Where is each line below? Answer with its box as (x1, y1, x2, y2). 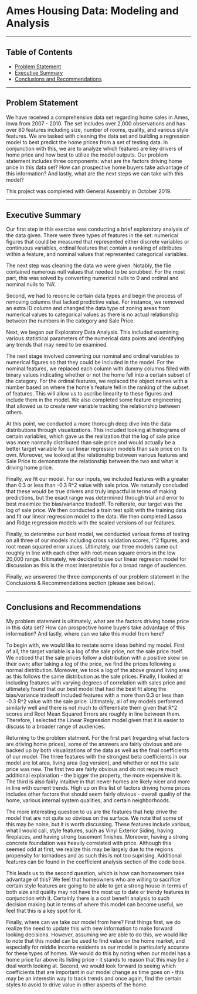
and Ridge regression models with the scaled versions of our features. (6, 519, 176, 526)
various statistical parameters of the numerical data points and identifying (6, 335, 185, 342)
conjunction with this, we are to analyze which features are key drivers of (6, 145, 183, 152)
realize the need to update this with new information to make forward (6, 925, 173, 932)
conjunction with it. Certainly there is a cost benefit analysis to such (6, 895, 170, 902)
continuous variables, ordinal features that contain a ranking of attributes (6, 244, 182, 251)
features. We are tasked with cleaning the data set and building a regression (6, 132, 190, 139)
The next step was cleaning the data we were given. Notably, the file (6, 262, 172, 269)
